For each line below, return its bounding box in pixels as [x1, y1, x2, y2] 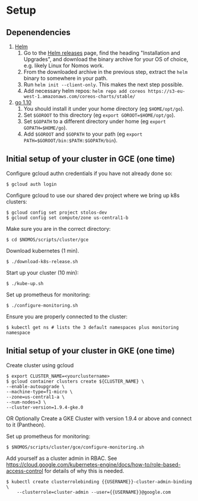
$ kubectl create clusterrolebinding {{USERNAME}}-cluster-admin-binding [6, 478, 193, 485]
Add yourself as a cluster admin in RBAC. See [6, 455, 117, 462]
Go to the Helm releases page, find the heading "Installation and [23, 49, 181, 57]
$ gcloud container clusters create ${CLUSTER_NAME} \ [6, 378, 145, 384]
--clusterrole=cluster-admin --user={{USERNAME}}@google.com [17, 489, 171, 495]
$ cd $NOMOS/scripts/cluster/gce [6, 236, 89, 243]
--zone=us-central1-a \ [6, 394, 65, 400]
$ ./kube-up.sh [6, 280, 44, 286]
